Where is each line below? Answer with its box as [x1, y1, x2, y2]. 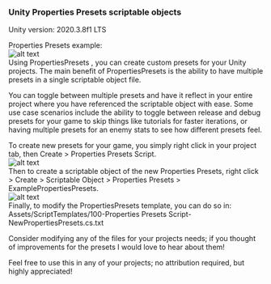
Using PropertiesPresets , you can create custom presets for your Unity [8, 57, 247, 67]
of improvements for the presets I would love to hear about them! [8, 242, 225, 252]
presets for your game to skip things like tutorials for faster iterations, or [8, 117, 248, 126]
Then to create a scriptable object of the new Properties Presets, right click [8, 167, 259, 176]
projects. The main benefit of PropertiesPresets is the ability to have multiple [8, 66, 264, 76]
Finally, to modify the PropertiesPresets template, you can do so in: [8, 201, 232, 210]
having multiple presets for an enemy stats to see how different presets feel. [8, 125, 263, 135]
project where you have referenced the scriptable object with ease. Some [8, 100, 253, 109]
